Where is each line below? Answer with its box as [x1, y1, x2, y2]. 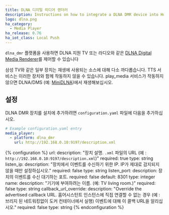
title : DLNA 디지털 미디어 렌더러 [5, 7, 68, 13]
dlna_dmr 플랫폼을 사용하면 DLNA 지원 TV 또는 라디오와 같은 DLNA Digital [5, 50, 152, 56]
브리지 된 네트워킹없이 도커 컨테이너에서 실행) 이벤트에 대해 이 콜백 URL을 [5, 198, 150, 204]
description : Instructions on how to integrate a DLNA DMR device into [5, 12, 158, 17]
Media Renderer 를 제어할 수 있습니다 [5, 56, 79, 62]
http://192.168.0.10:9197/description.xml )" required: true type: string [5, 155, 153, 161]
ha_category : [5, 21, 33, 27]
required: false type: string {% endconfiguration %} [17, 204, 124, 210]
